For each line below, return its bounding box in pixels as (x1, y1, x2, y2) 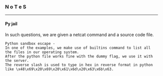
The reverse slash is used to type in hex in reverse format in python (5, 62, 153, 67)
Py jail (5, 20, 18, 26)
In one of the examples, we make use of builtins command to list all (5, 45, 151, 50)
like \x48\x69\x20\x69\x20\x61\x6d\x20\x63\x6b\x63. (5, 67, 114, 72)
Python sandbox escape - (5, 41, 55, 46)
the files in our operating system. (5, 50, 79, 55)
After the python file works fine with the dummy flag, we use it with (5, 54, 153, 59)
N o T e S (5, 3, 27, 10)
